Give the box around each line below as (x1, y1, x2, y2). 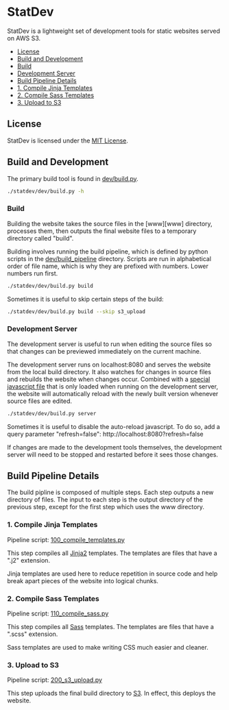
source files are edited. (7, 397, 72, 405)
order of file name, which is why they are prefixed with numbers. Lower (7, 262, 209, 270)
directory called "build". (7, 234, 74, 242)
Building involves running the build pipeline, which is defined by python (7, 247, 208, 256)
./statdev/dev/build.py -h (7, 188, 84, 195)
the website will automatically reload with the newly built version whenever (7, 389, 219, 397)
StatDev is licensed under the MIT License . (7, 136, 129, 145)
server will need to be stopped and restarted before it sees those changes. (7, 450, 218, 458)
